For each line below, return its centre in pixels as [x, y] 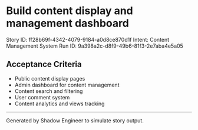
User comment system [42, 97]
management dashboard [68, 23]
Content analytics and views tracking [60, 104]
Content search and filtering [49, 91]
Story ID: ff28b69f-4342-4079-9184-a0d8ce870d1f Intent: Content [88, 39]
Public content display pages [50, 78]
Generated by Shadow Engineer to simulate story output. [75, 120]
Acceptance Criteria [44, 64]
